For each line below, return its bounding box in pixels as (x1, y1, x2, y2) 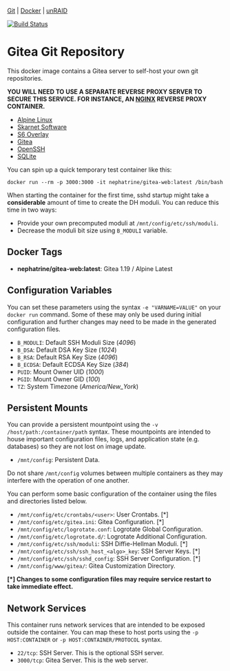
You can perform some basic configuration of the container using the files (7, 490, 217, 498)
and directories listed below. (7, 497, 87, 505)
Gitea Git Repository (7, 44, 125, 60)
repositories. (7, 74, 43, 82)
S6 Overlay (17, 130, 50, 138)
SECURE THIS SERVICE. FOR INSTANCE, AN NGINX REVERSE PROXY (7, 94, 207, 103)
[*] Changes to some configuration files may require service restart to (7, 575, 211, 583)
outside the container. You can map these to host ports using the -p (7, 628, 199, 637)
